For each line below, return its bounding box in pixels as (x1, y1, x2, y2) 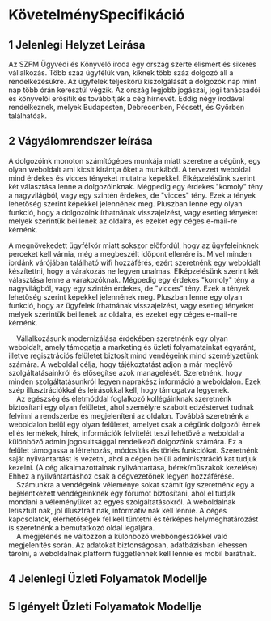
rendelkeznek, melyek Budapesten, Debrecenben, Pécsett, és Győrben (8, 103, 245, 112)
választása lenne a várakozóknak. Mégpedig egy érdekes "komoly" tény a (8, 274, 255, 284)
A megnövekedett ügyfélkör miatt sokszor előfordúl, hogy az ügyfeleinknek (8, 240, 259, 250)
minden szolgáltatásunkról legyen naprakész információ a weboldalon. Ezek (8, 376, 261, 386)
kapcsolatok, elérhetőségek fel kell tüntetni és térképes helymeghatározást (8, 514, 259, 524)
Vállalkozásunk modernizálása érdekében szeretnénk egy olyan (15, 334, 228, 343)
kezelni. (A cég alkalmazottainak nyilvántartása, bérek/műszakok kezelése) (8, 462, 258, 472)
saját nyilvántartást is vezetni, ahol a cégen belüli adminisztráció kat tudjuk (8, 453, 257, 463)
